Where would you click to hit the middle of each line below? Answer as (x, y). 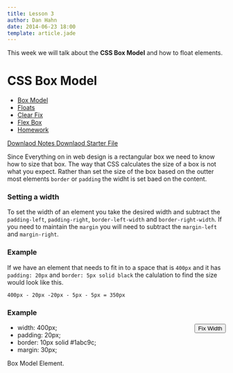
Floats (26, 108)
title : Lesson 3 (31, 14)
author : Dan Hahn (32, 20)
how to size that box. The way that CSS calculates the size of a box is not (112, 164)
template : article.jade (42, 33)
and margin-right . (33, 235)
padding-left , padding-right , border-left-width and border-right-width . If (115, 219)
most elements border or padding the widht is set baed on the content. (107, 179)
